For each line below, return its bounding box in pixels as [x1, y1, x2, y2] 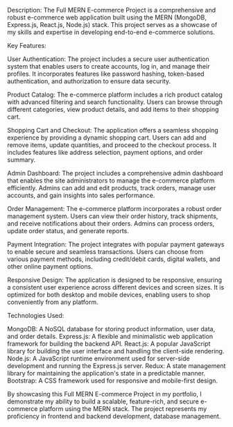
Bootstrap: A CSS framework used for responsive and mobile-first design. [7, 376, 218, 385]
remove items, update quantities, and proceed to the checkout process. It [7, 141, 217, 149]
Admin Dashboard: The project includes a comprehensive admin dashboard [7, 169, 223, 177]
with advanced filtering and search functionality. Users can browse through [7, 98, 223, 106]
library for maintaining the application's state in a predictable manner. [7, 369, 206, 377]
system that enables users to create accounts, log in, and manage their [7, 62, 210, 70]
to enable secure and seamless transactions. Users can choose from [7, 248, 204, 256]
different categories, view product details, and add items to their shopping [7, 106, 219, 113]
